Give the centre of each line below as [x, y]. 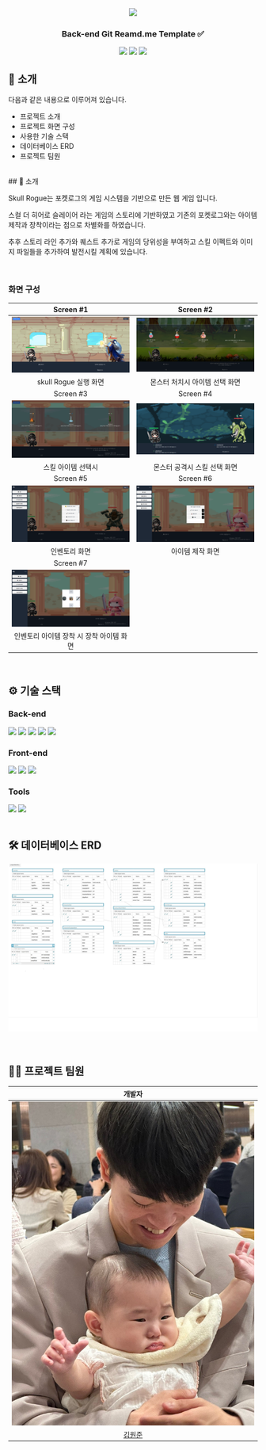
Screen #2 [196, 309]
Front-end [28, 753]
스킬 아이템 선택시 [71, 467]
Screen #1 [70, 309]
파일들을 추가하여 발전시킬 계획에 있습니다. [82, 252]
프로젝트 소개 [40, 116]
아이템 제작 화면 [196, 551]
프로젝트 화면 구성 [47, 127]
